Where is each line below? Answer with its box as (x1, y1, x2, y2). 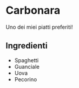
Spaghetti (14, 56, 39, 63)
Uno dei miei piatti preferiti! (5, 23, 74, 31)
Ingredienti (5, 41, 48, 51)
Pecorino (14, 75, 37, 83)
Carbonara (5, 4, 61, 17)
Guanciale (14, 63, 40, 70)
